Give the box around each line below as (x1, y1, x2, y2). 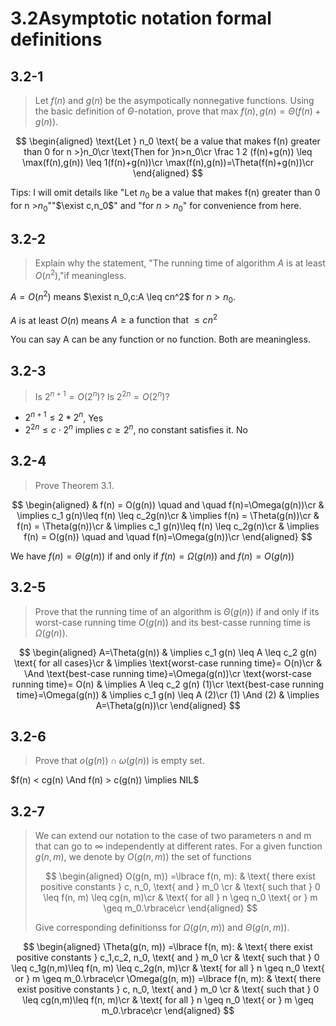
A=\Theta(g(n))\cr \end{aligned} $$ (95, 699, 241, 711)
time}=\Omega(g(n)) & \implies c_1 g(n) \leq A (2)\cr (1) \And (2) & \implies (16, 688, 320, 701)
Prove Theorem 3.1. (34, 479, 115, 491)
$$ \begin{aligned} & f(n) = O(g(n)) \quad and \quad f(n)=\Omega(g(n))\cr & (11, 498, 325, 511)
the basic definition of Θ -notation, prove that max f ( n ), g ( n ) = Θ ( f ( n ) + (34, 105, 322, 117)
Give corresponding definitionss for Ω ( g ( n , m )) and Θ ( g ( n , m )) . (34, 922, 290, 934)
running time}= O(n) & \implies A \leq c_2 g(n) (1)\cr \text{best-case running (11, 678, 325, 690)
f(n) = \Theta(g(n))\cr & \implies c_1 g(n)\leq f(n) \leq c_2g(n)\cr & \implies (16, 520, 320, 532)
